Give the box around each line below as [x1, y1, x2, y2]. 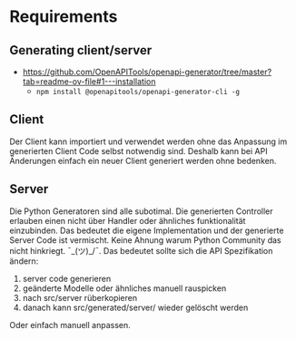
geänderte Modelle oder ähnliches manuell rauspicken [22, 283, 227, 294]
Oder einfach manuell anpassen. [9, 319, 132, 330]
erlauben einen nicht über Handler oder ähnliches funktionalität [9, 215, 246, 226]
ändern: [9, 256, 39, 266]
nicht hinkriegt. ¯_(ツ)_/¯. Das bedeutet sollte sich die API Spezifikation [9, 245, 273, 256]
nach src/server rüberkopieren [22, 292, 138, 303]
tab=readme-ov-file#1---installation [22, 76, 156, 87]
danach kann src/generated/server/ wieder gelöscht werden [22, 302, 249, 313]
